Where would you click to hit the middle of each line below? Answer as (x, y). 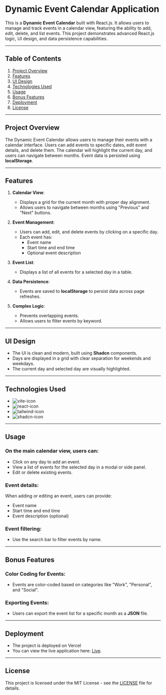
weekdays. (23, 364)
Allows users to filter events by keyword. (61, 321)
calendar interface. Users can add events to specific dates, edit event (76, 145)
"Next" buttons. (36, 213)
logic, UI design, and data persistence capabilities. (56, 39)
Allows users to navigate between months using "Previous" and (84, 208)
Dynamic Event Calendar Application (82, 9)
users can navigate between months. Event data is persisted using (73, 155)
